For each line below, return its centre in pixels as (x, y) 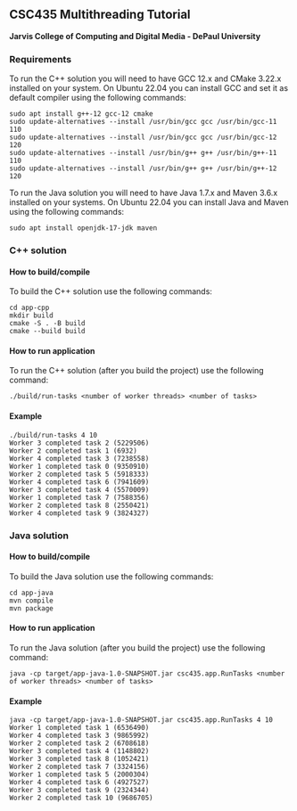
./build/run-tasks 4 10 (54, 435)
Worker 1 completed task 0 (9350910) (79, 466)
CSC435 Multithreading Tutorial (100, 15)
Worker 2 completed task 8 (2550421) (79, 505)
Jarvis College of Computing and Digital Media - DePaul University (135, 36)
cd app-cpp (29, 308)
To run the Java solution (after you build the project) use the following (137, 647)
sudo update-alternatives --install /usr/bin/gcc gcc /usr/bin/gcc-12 (143, 137)
